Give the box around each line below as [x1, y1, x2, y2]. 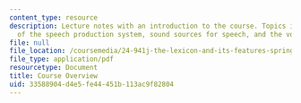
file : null [9, 38, 50, 47]
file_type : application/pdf [9, 55, 115, 64]
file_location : [9, 47, 66, 56]
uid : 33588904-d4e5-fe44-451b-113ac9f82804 [9, 80, 175, 89]
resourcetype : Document [9, 64, 99, 73]
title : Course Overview [9, 72, 99, 81]
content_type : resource [9, 13, 99, 22]
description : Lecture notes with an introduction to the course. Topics [9, 21, 287, 30]
